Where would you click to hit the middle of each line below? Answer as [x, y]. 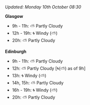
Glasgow [14, 16]
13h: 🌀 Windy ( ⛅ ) [29, 76]
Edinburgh [16, 52]
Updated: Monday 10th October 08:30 [43, 7]
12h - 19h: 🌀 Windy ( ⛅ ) [35, 33]
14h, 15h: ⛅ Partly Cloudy [38, 83]
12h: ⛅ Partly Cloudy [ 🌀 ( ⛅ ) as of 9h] [49, 68]
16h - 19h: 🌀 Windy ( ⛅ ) [35, 90]
